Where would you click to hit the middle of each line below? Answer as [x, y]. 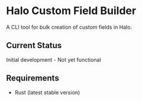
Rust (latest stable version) [47, 92]
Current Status [34, 46]
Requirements [33, 78]
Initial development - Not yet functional [54, 59]
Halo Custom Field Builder [71, 11]
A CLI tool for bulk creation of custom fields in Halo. [69, 27]
